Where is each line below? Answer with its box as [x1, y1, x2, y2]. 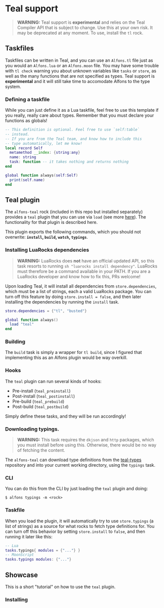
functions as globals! [5, 118, 48, 124]
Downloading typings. [5, 426, 60, 433]
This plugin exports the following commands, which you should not [5, 229, 141, 235]
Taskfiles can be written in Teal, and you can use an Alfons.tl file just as [5, 57, 154, 63]
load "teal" [9, 322, 34, 327]
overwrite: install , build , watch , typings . [5, 234, 88, 240]
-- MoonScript [5, 552, 34, 558]
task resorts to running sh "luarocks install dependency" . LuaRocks [17, 263, 158, 269]
